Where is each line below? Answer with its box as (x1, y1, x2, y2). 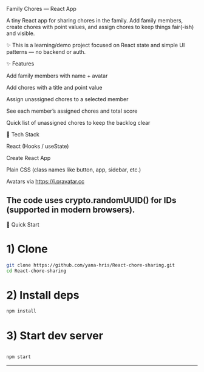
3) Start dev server (6, 328, 103, 342)
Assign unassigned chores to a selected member (6, 96, 129, 102)
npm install (6, 308, 36, 314)
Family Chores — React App (6, 5, 77, 12)
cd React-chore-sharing (6, 268, 67, 274)
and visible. (6, 30, 35, 37)
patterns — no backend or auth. (6, 48, 86, 55)
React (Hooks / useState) (6, 142, 69, 150)
